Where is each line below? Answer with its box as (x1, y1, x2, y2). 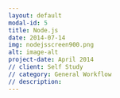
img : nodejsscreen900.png (8, 41, 94, 49)
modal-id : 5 (8, 19, 48, 27)
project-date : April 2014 (8, 56, 94, 64)
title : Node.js (8, 26, 59, 34)
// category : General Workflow (8, 70, 112, 78)
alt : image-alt (8, 48, 59, 56)
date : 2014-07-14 (8, 33, 66, 42)
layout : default (8, 11, 62, 20)
